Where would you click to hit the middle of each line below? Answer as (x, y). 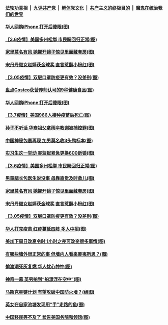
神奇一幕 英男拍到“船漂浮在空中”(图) (43, 279)
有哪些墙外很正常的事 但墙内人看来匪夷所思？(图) (57, 254)
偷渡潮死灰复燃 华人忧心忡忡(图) (39, 267)
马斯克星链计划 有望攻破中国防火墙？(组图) (50, 292)
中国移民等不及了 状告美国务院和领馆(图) (48, 317)
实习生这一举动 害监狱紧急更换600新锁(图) (50, 153)
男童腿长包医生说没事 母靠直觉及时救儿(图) (50, 178)
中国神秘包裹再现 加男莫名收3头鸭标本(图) (49, 140)
